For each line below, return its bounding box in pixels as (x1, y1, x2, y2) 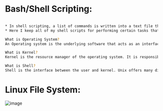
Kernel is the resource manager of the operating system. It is (5, 55, 138, 60)
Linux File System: (5, 84, 81, 95)
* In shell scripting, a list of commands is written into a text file (5, 23, 153, 29)
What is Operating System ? (5, 37, 60, 42)
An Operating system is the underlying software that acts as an (5, 41, 140, 47)
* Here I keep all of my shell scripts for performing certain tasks (5, 28, 149, 33)
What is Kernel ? (5, 50, 38, 55)
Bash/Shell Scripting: (5, 3, 92, 15)
